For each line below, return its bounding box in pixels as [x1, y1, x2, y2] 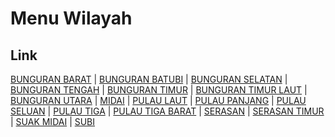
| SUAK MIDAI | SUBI [10, 116, 96, 127]
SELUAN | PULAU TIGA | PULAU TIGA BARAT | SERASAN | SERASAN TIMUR [10, 105, 325, 117]
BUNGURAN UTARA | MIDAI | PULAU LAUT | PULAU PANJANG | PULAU [10, 95, 307, 106]
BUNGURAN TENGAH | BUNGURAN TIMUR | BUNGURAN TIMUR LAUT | [10, 84, 308, 96]
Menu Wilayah [10, 7, 133, 30]
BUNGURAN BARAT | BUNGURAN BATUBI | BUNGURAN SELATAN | [10, 73, 288, 85]
